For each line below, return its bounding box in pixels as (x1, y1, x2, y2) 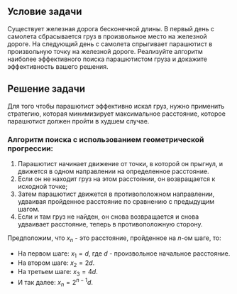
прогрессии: (7, 143, 54, 153)
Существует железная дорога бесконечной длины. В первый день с (7, 24, 215, 33)
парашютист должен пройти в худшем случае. (7, 116, 150, 125)
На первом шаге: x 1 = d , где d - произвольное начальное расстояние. (17, 249, 231, 259)
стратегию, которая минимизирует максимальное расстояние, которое (7, 109, 226, 118)
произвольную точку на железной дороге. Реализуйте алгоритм (7, 47, 204, 55)
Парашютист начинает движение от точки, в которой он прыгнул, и (17, 159, 224, 168)
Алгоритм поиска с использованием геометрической (7, 134, 204, 144)
